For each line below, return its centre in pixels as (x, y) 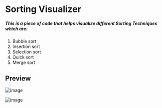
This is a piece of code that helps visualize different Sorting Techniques (81, 23)
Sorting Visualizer (43, 9)
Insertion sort (26, 46)
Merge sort (24, 62)
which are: (16, 28)
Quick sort (23, 57)
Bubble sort (24, 41)
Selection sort (27, 52)
